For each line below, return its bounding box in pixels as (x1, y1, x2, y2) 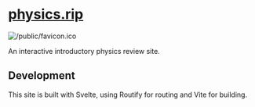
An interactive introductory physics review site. (8, 46, 161, 55)
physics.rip (8, 5, 84, 23)
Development (8, 69, 76, 83)
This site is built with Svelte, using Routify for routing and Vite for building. (8, 90, 248, 99)
